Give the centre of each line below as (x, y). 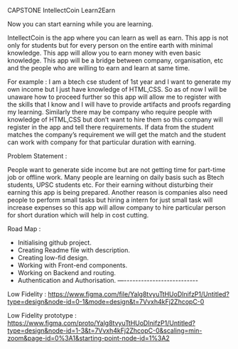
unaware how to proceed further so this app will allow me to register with (114, 97)
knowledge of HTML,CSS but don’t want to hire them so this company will (115, 119)
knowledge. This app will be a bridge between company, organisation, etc (115, 60)
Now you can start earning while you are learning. (80, 24)
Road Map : (24, 229)
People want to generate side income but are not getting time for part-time (117, 170)
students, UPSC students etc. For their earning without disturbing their (110, 185)
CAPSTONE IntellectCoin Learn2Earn (61, 10)
